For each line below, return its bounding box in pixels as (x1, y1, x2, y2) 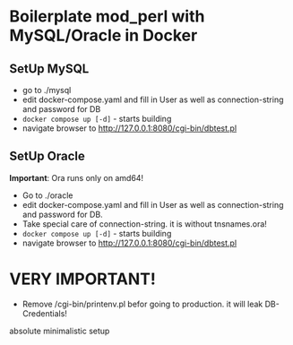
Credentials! (22, 307, 67, 319)
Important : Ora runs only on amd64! (9, 172, 144, 183)
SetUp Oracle (9, 149, 85, 164)
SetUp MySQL (9, 61, 90, 76)
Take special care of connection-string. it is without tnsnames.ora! (22, 218, 267, 229)
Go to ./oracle (22, 190, 73, 201)
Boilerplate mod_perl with (9, 6, 205, 27)
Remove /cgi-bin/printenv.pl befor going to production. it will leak (22, 298, 263, 309)
